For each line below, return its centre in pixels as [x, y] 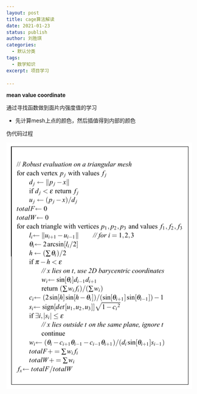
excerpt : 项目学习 [28, 71]
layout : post [23, 13]
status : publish [27, 32]
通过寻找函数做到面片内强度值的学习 [52, 108]
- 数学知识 [24, 64]
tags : [13, 58]
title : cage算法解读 [30, 19]
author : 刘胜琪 [24, 39]
